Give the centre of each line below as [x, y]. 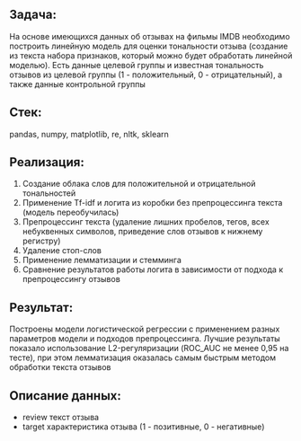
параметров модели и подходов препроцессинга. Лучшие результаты [145, 339]
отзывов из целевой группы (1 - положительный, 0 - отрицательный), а [146, 75]
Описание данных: [65, 396]
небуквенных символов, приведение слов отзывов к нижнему [142, 232]
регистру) [41, 241]
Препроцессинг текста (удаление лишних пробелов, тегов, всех [146, 222]
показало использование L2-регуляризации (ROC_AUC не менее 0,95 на [149, 348]
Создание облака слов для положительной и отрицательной [139, 184]
